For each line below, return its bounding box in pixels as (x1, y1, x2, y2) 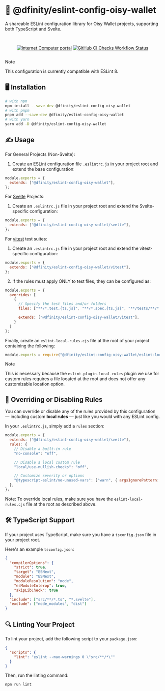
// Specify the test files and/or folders (18, 301, 107, 306)
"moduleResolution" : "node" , (14, 579, 74, 584)
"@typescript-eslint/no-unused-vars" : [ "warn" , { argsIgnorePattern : (14, 478, 160, 483)
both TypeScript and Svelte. (5, 26, 62, 31)
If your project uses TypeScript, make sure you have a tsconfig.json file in (5, 531, 157, 538)
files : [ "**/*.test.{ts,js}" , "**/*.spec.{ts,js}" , (18, 306, 126, 311)
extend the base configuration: (12, 166, 75, 172)
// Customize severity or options (14, 473, 84, 479)
